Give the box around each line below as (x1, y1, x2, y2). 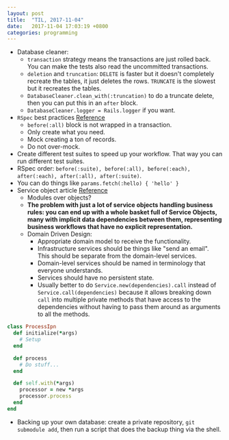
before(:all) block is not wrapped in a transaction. (27, 121, 172, 129)
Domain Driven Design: (27, 230, 92, 239)
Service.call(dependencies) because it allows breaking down (37, 289, 212, 297)
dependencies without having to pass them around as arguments (37, 303, 221, 311)
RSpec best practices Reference (16, 114, 105, 122)
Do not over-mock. (27, 143, 81, 151)
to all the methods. (37, 310, 90, 319)
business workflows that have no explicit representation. (27, 223, 193, 231)
